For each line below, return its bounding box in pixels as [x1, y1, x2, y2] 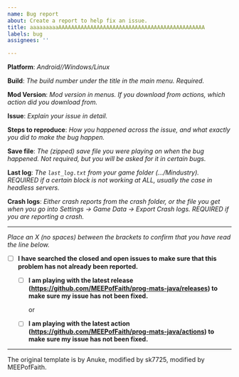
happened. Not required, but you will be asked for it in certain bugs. [7, 155, 206, 163]
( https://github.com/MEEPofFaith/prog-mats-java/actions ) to [28, 327, 215, 336]
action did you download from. [7, 98, 98, 107]
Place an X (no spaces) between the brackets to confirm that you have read [7, 233, 231, 242]
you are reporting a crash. [7, 212, 85, 221]
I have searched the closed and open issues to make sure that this [17, 254, 217, 263]
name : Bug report [7, 10, 59, 18]
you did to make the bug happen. [7, 133, 105, 142]
